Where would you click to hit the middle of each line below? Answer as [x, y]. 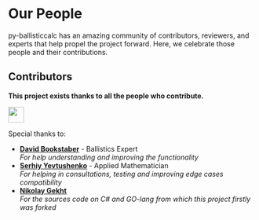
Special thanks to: [37, 134]
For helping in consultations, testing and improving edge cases [121, 174]
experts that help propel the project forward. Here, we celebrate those [122, 43]
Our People [45, 14]
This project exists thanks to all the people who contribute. [106, 96]
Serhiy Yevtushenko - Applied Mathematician [94, 165]
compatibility [41, 182]
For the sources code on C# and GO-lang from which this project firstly [135, 199]
